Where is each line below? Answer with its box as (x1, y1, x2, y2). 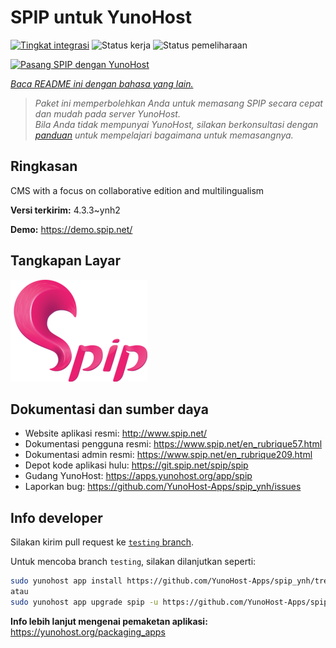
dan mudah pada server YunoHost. (34, 107, 181, 120)
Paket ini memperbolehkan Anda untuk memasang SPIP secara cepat (34, 97, 323, 109)
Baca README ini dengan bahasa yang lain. (10, 77, 194, 90)
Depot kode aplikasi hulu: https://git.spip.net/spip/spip (24, 459, 249, 471)
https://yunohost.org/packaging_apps (10, 626, 166, 638)
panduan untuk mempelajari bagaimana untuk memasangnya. (34, 129, 294, 141)
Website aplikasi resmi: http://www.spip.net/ (24, 427, 208, 440)
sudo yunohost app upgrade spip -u (10, 597, 159, 607)
